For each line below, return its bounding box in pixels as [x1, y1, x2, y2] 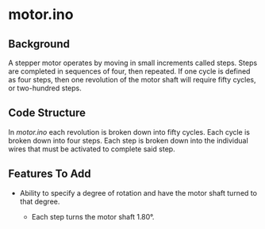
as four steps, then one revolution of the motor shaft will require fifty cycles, [8, 75, 256, 84]
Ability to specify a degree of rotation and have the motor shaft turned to [19, 188, 258, 197]
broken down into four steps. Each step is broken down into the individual [8, 135, 248, 145]
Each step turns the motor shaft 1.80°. [31, 212, 155, 221]
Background [8, 37, 70, 51]
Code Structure [8, 106, 86, 120]
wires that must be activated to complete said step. [8, 144, 176, 154]
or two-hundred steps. [8, 83, 82, 93]
